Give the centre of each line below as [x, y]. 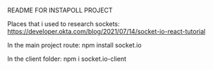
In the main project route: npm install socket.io [75, 45]
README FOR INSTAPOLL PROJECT [60, 10]
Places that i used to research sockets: [63, 24]
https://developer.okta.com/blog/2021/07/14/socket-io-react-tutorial [107, 31]
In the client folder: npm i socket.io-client [67, 59]
